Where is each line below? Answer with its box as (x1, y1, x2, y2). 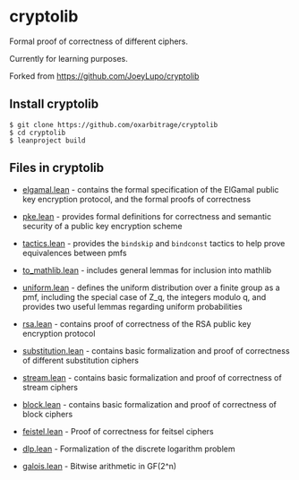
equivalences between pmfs (21, 247, 127, 258)
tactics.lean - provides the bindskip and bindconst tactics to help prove (21, 237, 286, 248)
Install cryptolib (9, 97, 99, 112)
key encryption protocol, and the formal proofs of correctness (21, 193, 252, 204)
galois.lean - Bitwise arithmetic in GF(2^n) (21, 460, 177, 471)
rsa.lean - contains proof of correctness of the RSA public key (21, 318, 252, 329)
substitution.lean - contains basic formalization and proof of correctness (21, 345, 290, 356)
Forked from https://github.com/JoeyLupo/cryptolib (9, 70, 200, 81)
